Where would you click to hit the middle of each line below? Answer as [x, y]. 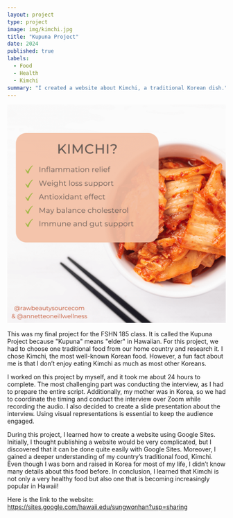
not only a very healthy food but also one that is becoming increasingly [109, 479]
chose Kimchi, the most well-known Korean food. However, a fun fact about [115, 356]
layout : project [31, 15]
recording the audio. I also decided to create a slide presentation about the [114, 406]
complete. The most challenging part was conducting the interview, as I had [115, 384]
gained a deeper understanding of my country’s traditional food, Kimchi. [110, 457]
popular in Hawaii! [33, 486]
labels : [18, 59]
